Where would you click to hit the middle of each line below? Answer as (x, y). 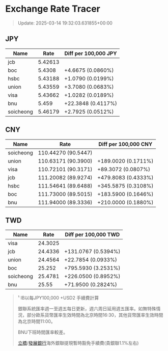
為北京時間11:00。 (36, 321)
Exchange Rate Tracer (53, 9)
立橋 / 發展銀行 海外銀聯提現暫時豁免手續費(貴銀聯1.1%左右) (78, 343)
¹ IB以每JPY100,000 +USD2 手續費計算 (58, 298)
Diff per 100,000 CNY (125, 144)
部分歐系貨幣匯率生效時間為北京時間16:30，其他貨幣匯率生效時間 (95, 315)
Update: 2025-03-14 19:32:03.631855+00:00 (65, 23)
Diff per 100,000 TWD (92, 235)
